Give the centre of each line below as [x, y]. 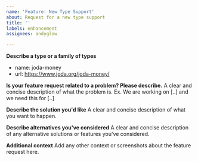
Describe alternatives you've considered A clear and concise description [98, 128]
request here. [23, 152]
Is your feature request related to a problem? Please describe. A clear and [99, 86]
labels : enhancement [32, 28]
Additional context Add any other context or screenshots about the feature [99, 145]
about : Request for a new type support [56, 17]
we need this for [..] [30, 98]
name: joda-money [38, 68]
